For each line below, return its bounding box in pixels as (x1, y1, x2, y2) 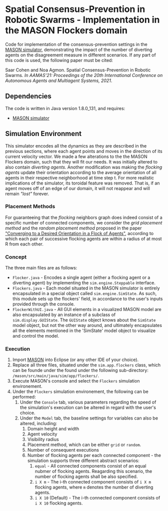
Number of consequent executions (27, 447, 99, 453)
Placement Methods (5, 203, 55, 210)
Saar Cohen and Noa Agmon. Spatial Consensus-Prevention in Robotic (5, 66, 151, 73)
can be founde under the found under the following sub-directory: (12, 367, 148, 373)
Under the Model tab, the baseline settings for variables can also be (19, 415, 158, 421)
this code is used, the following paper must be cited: (5, 57, 113, 63)
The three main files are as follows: (5, 265, 77, 271)
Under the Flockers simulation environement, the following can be (12, 388, 148, 394)
